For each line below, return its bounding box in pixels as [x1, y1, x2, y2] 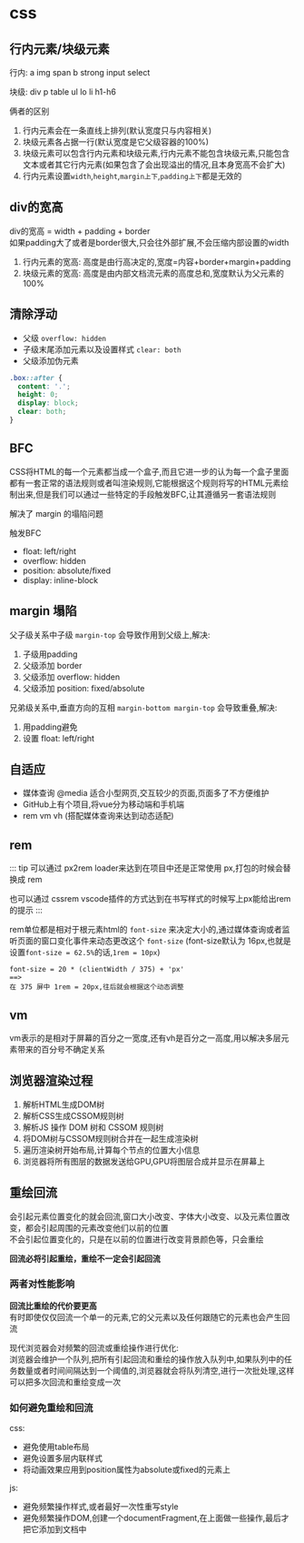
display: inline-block [22, 574, 98, 585]
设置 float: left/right [22, 732, 95, 743]
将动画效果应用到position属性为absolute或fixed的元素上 [22, 1464, 231, 1476]
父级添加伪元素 [22, 355, 79, 366]
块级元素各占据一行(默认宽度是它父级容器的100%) [22, 136, 210, 147]
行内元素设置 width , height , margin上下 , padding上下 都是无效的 [22, 171, 242, 181]
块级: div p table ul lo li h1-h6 [9, 86, 116, 97]
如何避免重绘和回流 [9, 1401, 93, 1414]
